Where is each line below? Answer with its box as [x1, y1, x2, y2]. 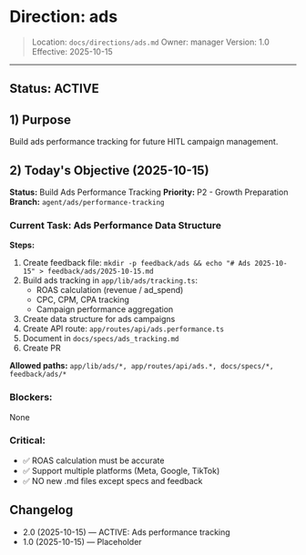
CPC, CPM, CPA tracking [36, 294, 130, 306]
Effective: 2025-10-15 [31, 45, 114, 56]
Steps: [9, 239, 35, 251]
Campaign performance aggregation [36, 304, 174, 315]
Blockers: [9, 391, 53, 404]
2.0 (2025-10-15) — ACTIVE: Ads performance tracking [22, 526, 230, 538]
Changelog [9, 502, 74, 518]
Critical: [9, 434, 46, 447]
